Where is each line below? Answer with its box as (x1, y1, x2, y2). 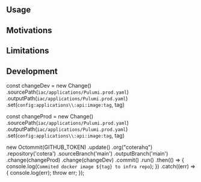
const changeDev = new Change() (6, 82, 91, 89)
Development (6, 66, 58, 76)
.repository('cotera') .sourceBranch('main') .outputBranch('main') (6, 150, 169, 157)
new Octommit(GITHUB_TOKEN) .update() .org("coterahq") (6, 144, 153, 151)
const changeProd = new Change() (6, 112, 93, 120)
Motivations (6, 25, 52, 35)
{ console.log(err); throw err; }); (6, 169, 85, 176)
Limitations (6, 46, 49, 56)
